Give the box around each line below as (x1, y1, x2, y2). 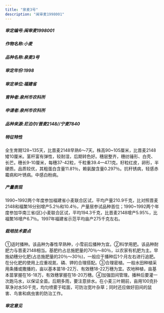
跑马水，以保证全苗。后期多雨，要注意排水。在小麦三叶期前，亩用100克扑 (9, 278, 158, 284)
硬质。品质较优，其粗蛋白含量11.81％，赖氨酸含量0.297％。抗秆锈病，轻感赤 (5, 166, 159, 172)
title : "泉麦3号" (5, 7, 38, 12)
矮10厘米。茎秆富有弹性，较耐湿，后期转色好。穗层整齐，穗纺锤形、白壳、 (5, 153, 156, 160)
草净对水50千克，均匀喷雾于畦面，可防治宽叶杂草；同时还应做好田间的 (5, 285, 148, 290)
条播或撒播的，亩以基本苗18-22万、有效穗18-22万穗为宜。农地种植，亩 (9, 266, 153, 272)
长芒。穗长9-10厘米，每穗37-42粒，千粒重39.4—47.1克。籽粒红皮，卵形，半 (5, 160, 159, 166)
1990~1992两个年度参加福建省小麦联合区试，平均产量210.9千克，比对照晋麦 (5, 198, 159, 203)
